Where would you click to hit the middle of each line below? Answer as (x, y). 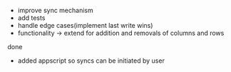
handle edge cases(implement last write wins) (85, 25)
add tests (31, 18)
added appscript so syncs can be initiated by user (91, 61)
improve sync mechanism (56, 10)
